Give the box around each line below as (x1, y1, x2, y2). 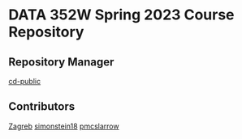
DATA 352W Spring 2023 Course (8, 6, 235, 24)
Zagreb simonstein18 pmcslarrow (8, 121, 119, 131)
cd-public (8, 77, 41, 86)
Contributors (8, 99, 76, 114)
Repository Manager (8, 55, 115, 69)
